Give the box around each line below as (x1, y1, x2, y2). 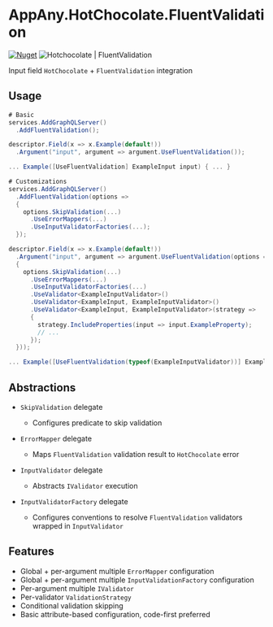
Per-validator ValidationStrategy (19, 592, 132, 602)
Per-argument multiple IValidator (19, 583, 134, 593)
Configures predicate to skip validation (32, 417, 162, 428)
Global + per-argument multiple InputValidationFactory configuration (19, 575, 254, 585)
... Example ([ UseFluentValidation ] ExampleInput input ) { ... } (8, 163, 231, 172)
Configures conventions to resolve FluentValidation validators (32, 512, 243, 522)
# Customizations (8, 177, 67, 185)
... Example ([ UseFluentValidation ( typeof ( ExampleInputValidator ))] (8, 358, 242, 367)
